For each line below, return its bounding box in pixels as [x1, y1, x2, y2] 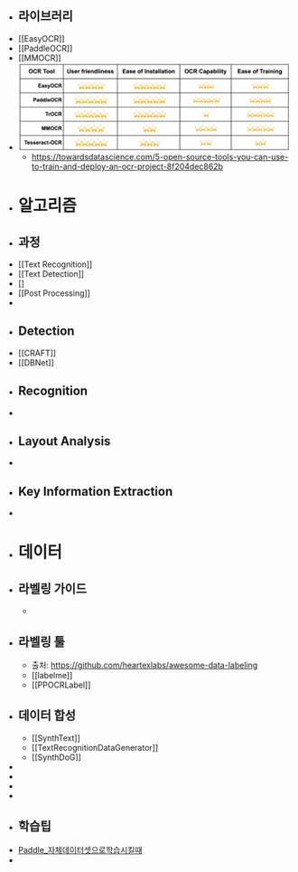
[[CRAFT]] [17, 347, 57, 358]
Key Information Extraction [17, 483, 173, 499]
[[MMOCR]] [17, 52, 61, 63]
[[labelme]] [31, 670, 73, 681]
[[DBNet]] [17, 356, 54, 368]
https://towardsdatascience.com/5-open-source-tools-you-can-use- [31, 152, 289, 163]
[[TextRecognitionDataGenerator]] [31, 742, 159, 753]
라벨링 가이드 [17, 581, 88, 596]
